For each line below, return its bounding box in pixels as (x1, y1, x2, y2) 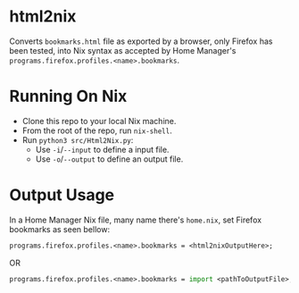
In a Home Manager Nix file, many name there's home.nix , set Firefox (9, 214, 262, 225)
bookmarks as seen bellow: (9, 223, 110, 234)
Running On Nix (9, 87, 128, 106)
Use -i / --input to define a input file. (35, 144, 170, 155)
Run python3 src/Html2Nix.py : (21, 134, 134, 145)
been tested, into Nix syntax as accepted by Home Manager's (9, 45, 237, 55)
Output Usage (9, 185, 115, 205)
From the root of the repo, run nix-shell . (21, 125, 172, 136)
